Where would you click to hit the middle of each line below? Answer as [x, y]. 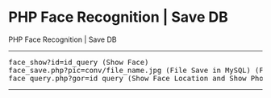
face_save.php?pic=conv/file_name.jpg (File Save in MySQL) [130, 70]
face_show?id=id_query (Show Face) [79, 62]
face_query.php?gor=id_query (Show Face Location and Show [128, 78]
